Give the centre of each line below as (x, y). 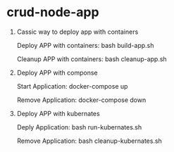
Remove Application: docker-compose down (81, 100)
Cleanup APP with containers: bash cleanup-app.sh (92, 59)
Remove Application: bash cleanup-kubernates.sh (89, 141)
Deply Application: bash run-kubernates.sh (79, 127)
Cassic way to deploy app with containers (77, 32)
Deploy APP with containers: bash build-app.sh (85, 45)
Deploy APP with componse (57, 72)
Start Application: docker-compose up (72, 86)
